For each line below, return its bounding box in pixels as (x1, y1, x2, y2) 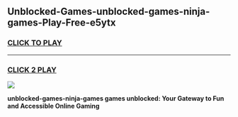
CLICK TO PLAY (7, 38, 62, 48)
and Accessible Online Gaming (7, 101, 100, 110)
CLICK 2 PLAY (7, 65, 57, 74)
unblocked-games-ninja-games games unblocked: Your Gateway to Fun (7, 94, 225, 102)
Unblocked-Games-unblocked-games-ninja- (7, 6, 210, 18)
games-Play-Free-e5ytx (7, 17, 116, 29)
